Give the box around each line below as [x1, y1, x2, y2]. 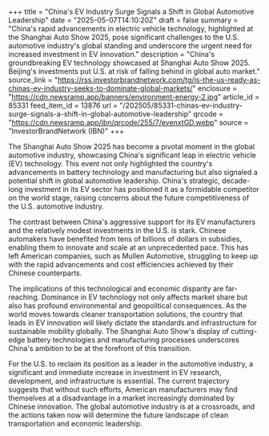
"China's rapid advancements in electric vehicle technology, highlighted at [8, 24, 254, 33]
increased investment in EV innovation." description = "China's [8, 50, 215, 59]
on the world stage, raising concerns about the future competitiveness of [8, 193, 250, 202]
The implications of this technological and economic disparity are [8, 284, 224, 293]
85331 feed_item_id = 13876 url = [8, 100, 118, 110]
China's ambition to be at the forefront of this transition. [8, 344, 192, 352]
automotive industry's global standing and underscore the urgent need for [8, 41, 253, 51]
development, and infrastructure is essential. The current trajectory [8, 377, 230, 385]
